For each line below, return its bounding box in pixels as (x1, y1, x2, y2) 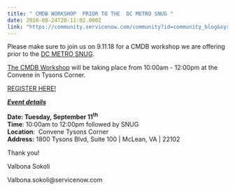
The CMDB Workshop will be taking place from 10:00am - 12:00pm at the (7, 64, 218, 72)
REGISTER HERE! (7, 85, 57, 93)
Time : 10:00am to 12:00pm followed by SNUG (7, 120, 139, 129)
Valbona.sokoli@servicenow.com (7, 176, 103, 184)
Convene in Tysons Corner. (7, 71, 86, 79)
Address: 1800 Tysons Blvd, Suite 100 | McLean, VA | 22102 (7, 135, 180, 143)
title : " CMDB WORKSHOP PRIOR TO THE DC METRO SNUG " (7, 10, 173, 17)
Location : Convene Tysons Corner (7, 127, 109, 136)
